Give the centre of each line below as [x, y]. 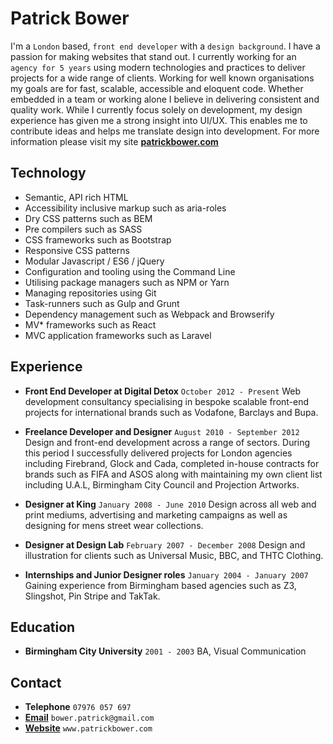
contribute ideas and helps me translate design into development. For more [165, 131]
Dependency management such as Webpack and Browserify [149, 314]
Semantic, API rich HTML [76, 197]
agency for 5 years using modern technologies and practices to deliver [158, 67]
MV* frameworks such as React [90, 324]
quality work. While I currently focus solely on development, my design [156, 109]
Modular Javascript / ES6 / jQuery [94, 261]
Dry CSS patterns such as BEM [88, 218]
